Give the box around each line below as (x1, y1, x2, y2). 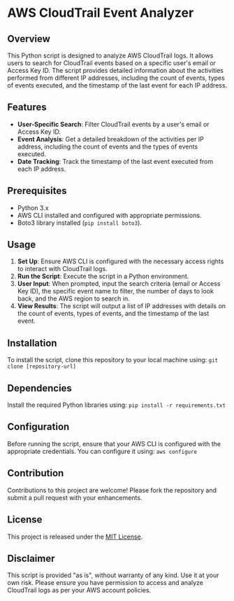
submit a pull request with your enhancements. (7, 493, 142, 502)
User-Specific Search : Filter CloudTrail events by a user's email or (17, 120, 210, 128)
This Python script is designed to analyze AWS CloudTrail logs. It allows (7, 51, 214, 60)
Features (7, 102, 47, 113)
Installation (7, 337, 57, 349)
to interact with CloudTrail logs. (17, 265, 108, 273)
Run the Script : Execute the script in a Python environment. (17, 272, 189, 281)
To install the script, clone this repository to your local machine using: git (7, 356, 219, 364)
